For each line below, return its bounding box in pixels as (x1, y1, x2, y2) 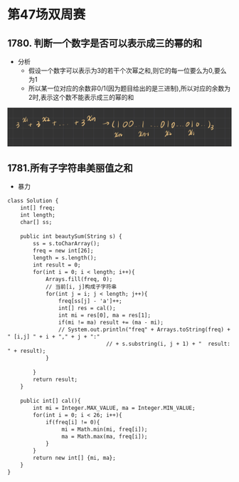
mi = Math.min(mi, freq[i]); (61, 426, 148, 434)
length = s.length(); (33, 255, 97, 262)
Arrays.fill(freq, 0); (45, 276, 113, 283)
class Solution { (7, 198, 59, 205)
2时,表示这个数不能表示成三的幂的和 (28, 93, 134, 101)
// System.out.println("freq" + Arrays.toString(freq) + (58, 326, 231, 334)
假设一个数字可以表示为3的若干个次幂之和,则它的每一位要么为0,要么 (28, 66, 227, 75)
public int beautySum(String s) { (20, 233, 122, 240)
